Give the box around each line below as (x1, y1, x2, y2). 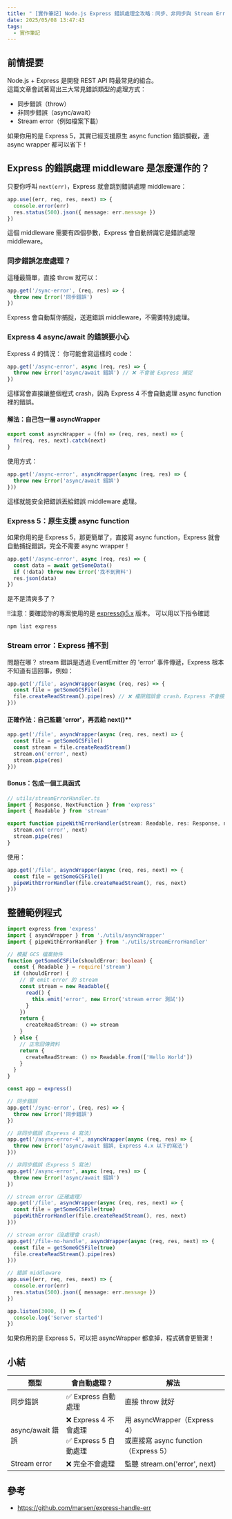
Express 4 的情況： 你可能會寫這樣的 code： (7, 349, 134, 357)
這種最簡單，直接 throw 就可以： (7, 273, 100, 281)
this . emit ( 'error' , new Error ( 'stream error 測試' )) (32, 996, 185, 1003)
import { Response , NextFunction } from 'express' (7, 801, 156, 808)
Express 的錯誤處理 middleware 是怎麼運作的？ (7, 162, 210, 174)
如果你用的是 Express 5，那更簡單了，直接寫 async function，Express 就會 (7, 533, 220, 541)
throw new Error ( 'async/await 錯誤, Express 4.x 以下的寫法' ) (13, 1142, 188, 1150)
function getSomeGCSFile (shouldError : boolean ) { (7, 957, 153, 964)
